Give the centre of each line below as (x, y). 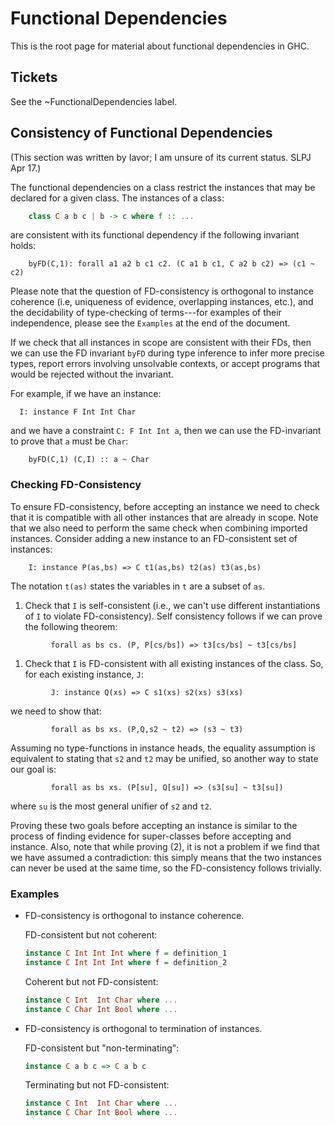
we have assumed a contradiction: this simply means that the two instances (166, 857)
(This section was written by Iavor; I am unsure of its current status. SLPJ (161, 157)
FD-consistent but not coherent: (91, 935)
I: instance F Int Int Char (78, 412)
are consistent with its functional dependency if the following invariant (155, 235)
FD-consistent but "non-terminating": (102, 1048)
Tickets (34, 77)
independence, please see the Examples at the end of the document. (150, 323)
